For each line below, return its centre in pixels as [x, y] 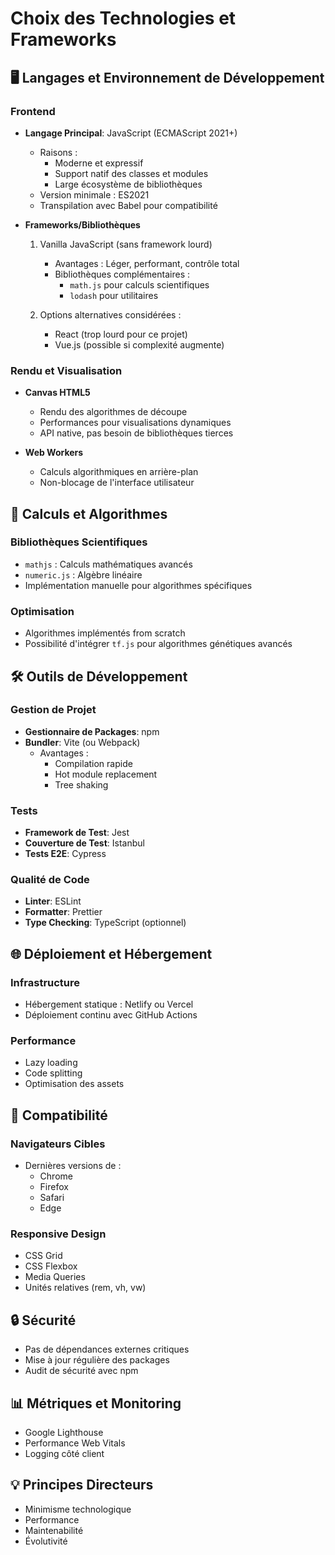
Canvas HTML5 [57, 393]
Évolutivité [46, 1541]
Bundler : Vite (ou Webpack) [82, 742]
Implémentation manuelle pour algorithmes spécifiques [138, 585]
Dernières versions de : [73, 1166]
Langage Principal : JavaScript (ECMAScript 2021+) [131, 133]
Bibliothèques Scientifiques [79, 542]
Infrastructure [45, 982]
